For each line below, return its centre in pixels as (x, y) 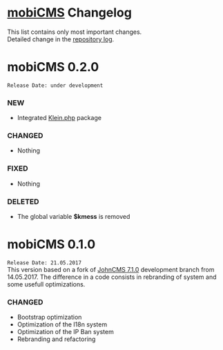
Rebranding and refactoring (56, 339)
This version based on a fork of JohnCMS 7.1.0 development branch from (111, 270)
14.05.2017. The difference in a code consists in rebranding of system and (112, 277)
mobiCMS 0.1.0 (51, 245)
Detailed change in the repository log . (61, 39)
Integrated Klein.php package (59, 118)
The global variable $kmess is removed (74, 217)
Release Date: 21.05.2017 (44, 263)
